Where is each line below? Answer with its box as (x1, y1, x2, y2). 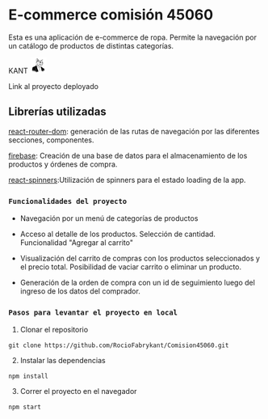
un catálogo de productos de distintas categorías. (8, 40, 174, 50)
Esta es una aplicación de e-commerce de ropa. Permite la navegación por (8, 32, 257, 42)
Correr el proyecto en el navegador (19, 387, 137, 396)
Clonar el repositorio (19, 325, 89, 335)
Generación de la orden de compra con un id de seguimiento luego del (19, 277, 256, 288)
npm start (8, 403, 42, 412)
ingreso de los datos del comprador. (19, 286, 141, 296)
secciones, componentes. (8, 135, 94, 145)
